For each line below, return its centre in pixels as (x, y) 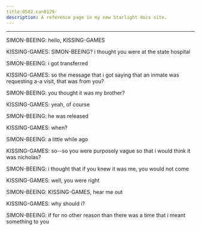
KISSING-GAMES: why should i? (46, 203)
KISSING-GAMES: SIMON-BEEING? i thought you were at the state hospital (98, 51)
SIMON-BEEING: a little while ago (47, 139)
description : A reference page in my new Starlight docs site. (87, 17)
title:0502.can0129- (32, 12)
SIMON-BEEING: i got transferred (47, 63)
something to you (28, 221)
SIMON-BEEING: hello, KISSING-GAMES (56, 40)
